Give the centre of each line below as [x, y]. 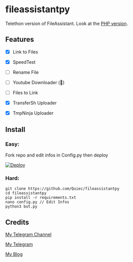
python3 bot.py [21, 207]
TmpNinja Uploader [33, 113]
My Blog [14, 254]
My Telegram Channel [29, 234]
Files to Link [25, 93]
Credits [17, 222]
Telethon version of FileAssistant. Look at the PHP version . [67, 23]
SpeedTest [24, 62]
